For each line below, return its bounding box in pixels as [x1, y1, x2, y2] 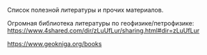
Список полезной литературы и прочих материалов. [7, 6, 164, 14]
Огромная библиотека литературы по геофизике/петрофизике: [7, 19, 194, 27]
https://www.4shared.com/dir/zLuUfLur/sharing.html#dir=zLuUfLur [7, 27, 200, 34]
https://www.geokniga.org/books [7, 40, 102, 47]
